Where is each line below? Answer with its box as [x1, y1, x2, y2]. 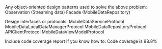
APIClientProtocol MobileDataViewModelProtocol [5, 29, 105, 34]
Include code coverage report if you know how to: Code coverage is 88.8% [5, 38, 157, 44]
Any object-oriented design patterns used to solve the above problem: [5, 4, 147, 10]
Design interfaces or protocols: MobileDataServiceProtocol [5, 19, 124, 24]
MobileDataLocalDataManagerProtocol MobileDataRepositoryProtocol [5, 24, 147, 30]
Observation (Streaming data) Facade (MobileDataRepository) [5, 9, 131, 15]
